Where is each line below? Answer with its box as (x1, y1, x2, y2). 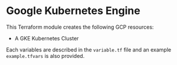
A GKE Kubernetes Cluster (14, 35, 79, 42)
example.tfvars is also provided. (6, 52, 85, 59)
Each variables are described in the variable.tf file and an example (6, 46, 172, 53)
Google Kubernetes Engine (6, 4, 140, 18)
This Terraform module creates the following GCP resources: (6, 23, 154, 30)
